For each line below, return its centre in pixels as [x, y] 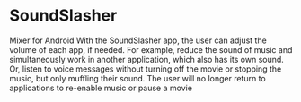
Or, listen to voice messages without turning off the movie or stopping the [146, 69]
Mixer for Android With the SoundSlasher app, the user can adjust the [138, 40]
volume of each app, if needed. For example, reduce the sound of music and [151, 49]
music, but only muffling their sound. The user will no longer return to [138, 78]
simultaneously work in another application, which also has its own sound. [147, 59]
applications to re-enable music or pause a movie [101, 88]
